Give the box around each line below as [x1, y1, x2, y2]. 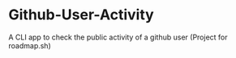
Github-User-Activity [8, 6, 154, 24]
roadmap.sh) [8, 40, 51, 50]
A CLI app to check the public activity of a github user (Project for [8, 32, 229, 42]
